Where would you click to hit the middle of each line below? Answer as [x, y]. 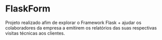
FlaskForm [28, 9]
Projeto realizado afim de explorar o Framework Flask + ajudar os [73, 22]
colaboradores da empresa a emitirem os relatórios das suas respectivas [81, 27]
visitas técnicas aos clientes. [35, 33]
